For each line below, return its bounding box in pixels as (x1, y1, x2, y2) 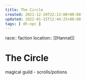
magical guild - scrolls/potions (5, 69, 67, 75)
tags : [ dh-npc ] (5, 21, 41, 26)
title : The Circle (5, 7, 43, 12)
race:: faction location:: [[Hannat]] (5, 35, 75, 41)
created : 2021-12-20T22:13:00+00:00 (5, 12, 81, 17)
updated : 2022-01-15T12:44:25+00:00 (5, 16, 81, 21)
